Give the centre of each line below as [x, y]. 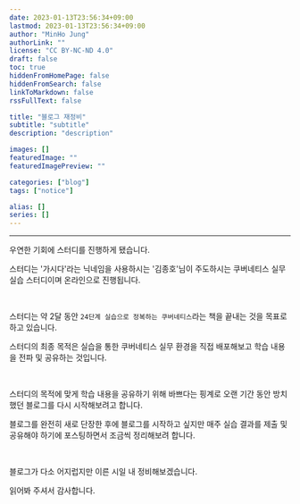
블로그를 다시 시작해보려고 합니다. [84, 405]
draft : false [33, 59]
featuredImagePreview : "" [57, 166]
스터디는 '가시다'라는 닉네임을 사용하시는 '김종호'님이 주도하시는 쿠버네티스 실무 [148, 269]
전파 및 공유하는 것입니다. [62, 357]
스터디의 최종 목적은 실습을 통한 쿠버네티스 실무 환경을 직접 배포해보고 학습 [139, 347]
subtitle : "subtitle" [50, 125]
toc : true [28, 68]
